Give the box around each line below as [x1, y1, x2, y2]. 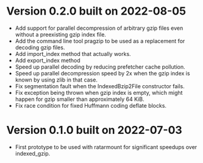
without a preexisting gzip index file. [15, 30, 107, 38]
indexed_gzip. [15, 150, 51, 157]
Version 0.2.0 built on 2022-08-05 [6, 4, 187, 18]
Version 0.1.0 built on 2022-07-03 [6, 123, 183, 137]
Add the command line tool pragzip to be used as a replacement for [15, 37, 185, 44]
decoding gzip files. [15, 44, 65, 51]
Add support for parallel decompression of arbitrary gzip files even [15, 24, 183, 32]
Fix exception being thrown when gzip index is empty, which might [15, 89, 183, 96]
